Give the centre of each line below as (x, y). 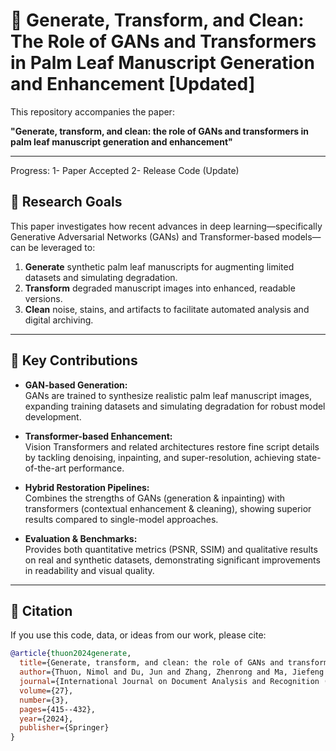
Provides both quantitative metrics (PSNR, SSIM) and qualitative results (171, 549)
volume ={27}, (46, 690)
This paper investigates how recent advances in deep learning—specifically (166, 226)
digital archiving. (59, 320)
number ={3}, (44, 700)
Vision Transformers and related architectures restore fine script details (172, 446)
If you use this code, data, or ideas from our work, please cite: (138, 635)
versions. (43, 298)
